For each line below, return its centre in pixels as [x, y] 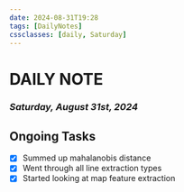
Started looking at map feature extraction [99, 178]
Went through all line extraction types [92, 169]
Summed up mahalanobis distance [87, 158]
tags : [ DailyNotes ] [46, 26]
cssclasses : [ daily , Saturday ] [68, 34]
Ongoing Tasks [53, 136]
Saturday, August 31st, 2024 [74, 107]
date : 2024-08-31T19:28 [54, 18]
